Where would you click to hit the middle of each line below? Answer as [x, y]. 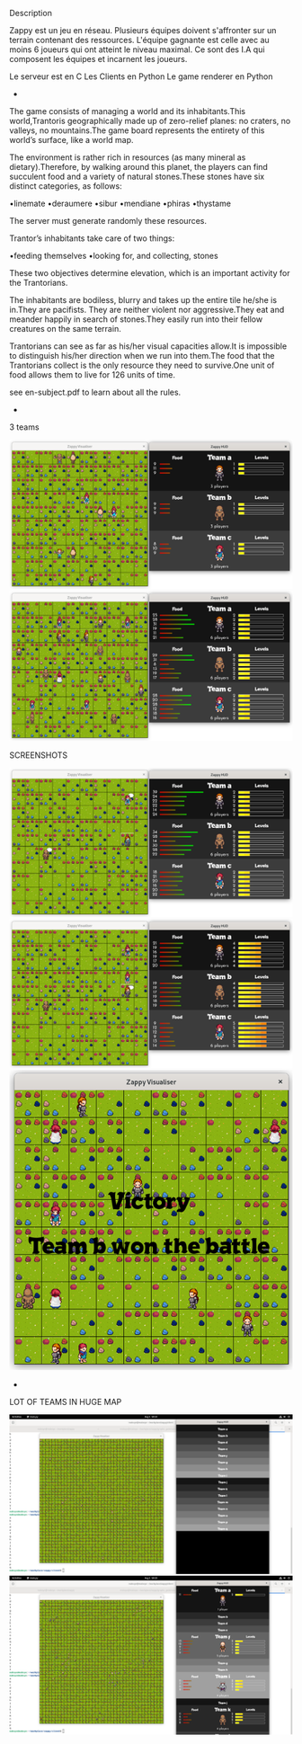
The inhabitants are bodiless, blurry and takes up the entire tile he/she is [143, 300]
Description [31, 13]
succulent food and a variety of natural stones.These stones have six [137, 176]
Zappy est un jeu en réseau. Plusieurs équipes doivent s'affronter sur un [143, 30]
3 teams [24, 427]
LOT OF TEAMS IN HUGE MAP [66, 1402]
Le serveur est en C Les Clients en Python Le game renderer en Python [141, 76]
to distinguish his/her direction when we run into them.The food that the [142, 356]
